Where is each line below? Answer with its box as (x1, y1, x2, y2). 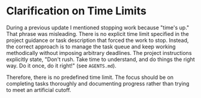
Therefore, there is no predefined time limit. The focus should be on (6, 73, 174, 81)
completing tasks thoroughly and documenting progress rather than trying (6, 79, 190, 87)
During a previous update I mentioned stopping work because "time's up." (6, 24, 190, 31)
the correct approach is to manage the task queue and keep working (6, 43, 176, 50)
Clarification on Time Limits (6, 4, 147, 18)
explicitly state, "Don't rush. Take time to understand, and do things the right (6, 56, 195, 63)
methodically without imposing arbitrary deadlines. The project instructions (6, 49, 192, 56)
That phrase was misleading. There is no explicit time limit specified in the (6, 30, 189, 37)
